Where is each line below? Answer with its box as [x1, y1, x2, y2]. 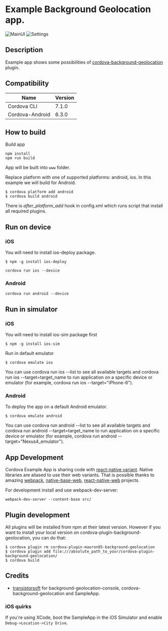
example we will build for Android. [5, 179, 76, 186]
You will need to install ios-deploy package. [5, 249, 96, 256]
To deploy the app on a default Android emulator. [5, 403, 108, 410]
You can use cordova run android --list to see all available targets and [5, 422, 150, 428]
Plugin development [5, 511, 70, 519]
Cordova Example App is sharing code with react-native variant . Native [5, 467, 153, 473]
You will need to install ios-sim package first [5, 332, 97, 338]
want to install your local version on [5, 529, 79, 535]
